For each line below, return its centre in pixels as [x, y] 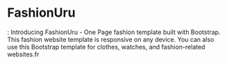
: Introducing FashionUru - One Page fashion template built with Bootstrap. [114, 32]
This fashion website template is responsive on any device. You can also [111, 39]
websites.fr [23, 54]
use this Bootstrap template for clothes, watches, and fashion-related [106, 47]
